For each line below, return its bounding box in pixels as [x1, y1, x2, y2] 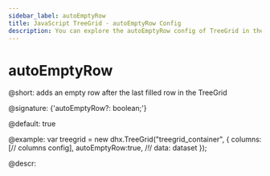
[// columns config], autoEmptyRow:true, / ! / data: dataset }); [8, 143, 207, 153]
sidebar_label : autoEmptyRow [8, 11, 106, 20]
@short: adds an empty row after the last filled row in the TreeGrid [8, 88, 227, 97]
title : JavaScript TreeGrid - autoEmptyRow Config [8, 19, 182, 27]
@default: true [8, 119, 56, 129]
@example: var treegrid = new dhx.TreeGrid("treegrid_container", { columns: [8, 134, 262, 145]
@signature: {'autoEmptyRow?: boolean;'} [8, 104, 147, 113]
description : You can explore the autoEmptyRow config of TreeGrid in [8, 27, 250, 35]
